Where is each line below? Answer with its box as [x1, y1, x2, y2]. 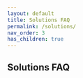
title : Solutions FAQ [7, 17, 70, 23]
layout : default [7, 10, 54, 17]
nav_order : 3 [7, 29, 45, 37]
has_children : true [7, 36, 64, 43]
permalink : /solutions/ [7, 23, 77, 30]
